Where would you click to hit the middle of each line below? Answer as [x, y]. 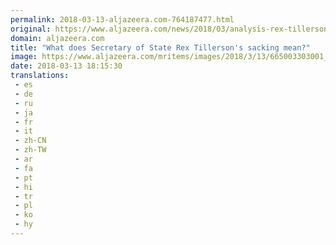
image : [24, 57]
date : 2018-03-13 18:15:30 [66, 66]
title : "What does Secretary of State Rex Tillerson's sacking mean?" [160, 47]
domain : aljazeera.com [57, 38]
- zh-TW [30, 150]
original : [31, 29]
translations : [40, 76]
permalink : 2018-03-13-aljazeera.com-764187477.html [122, 19]
